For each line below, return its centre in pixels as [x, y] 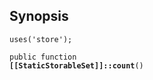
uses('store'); [41, 39]
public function [43, 57]
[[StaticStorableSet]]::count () [76, 65]
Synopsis [39, 16]
